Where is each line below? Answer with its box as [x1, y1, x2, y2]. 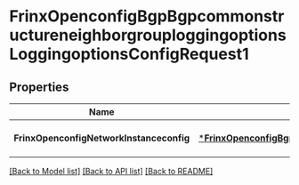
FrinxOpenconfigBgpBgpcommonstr [9, 6, 285, 27]
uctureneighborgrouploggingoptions [9, 25, 287, 45]
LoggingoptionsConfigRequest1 [9, 44, 249, 64]
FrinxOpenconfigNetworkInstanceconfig [13, 132, 190, 144]
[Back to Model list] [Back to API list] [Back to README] [9, 166, 214, 176]
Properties [9, 79, 69, 94]
